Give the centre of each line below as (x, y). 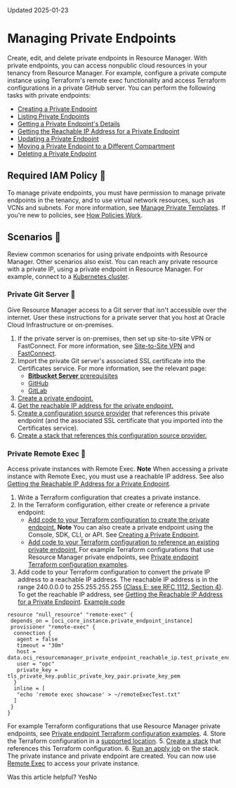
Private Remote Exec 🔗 (47, 454)
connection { (33, 633)
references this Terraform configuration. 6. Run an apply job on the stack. (113, 749)
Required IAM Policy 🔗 (57, 176)
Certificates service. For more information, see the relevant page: (112, 368)
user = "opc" (35, 664)
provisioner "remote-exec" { (53, 627)
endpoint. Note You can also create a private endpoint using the (120, 527)
